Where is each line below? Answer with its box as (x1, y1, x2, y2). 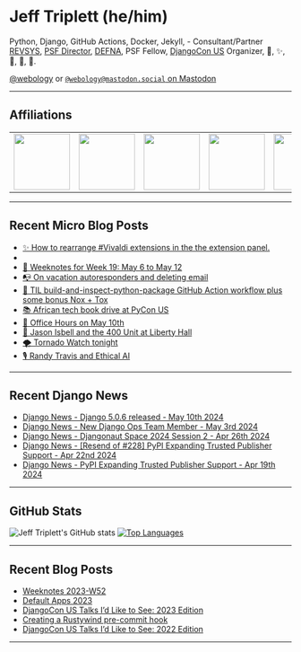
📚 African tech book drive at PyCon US (21, 304, 169, 315)
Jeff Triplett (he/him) (9, 6, 168, 27)
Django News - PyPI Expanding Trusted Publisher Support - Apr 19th (21, 460, 276, 471)
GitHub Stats (9, 503, 82, 518)
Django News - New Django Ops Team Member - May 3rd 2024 (21, 421, 258, 432)
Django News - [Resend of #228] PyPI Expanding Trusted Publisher (21, 440, 272, 451)
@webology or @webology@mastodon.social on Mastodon (9, 73, 217, 84)
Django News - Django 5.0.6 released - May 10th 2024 (21, 411, 224, 423)
